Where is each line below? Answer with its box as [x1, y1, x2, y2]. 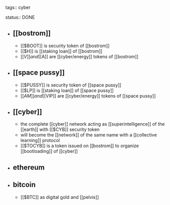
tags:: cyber [5, 5, 31, 10]
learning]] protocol [20, 138, 60, 144]
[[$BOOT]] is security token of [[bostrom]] [20, 42, 110, 49]
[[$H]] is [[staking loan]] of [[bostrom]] [20, 48, 102, 54]
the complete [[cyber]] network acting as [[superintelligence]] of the [20, 121, 165, 127]
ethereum [12, 163, 45, 172]
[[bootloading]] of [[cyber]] [20, 148, 78, 154]
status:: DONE [5, 14, 35, 20]
